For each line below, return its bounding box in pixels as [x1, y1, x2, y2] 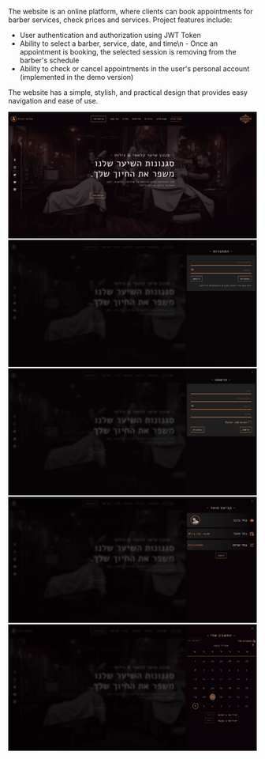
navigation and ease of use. [8, 96, 99, 105]
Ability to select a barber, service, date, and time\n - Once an [19, 39, 218, 48]
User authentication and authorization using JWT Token [19, 31, 201, 40]
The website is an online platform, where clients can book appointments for [8, 7, 253, 16]
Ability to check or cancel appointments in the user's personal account [19, 64, 250, 74]
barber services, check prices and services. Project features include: [8, 15, 233, 25]
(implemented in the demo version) [19, 73, 134, 81]
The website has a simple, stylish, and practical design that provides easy [8, 88, 248, 97]
